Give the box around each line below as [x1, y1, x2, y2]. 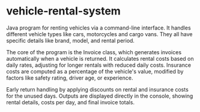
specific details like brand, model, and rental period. [6, 37, 135, 44]
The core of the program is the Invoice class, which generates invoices [6, 48, 182, 55]
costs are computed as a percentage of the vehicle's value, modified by [6, 67, 184, 75]
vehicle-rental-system [6, 4, 121, 18]
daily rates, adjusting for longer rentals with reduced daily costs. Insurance [6, 61, 191, 69]
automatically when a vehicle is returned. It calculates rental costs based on [6, 55, 194, 62]
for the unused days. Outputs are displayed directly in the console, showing [6, 92, 193, 99]
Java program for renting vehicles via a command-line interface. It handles [6, 24, 191, 31]
